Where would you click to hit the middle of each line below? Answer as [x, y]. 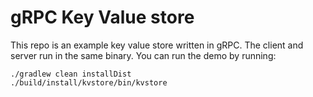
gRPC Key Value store [102, 17]
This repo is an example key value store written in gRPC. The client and [157, 45]
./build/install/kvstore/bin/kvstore [89, 82]
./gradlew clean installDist [71, 74]
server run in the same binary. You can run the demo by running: [143, 55]
